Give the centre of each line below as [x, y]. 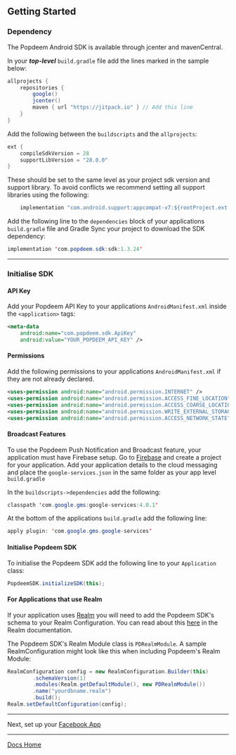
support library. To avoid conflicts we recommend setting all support [106, 188]
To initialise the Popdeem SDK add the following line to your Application [112, 563]
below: [17, 68]
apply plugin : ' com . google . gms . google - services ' [80, 532]
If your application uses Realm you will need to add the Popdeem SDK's [111, 615]
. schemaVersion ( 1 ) [59, 678]
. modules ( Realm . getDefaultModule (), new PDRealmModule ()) [119, 685]
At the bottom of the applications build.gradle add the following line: [107, 518]
